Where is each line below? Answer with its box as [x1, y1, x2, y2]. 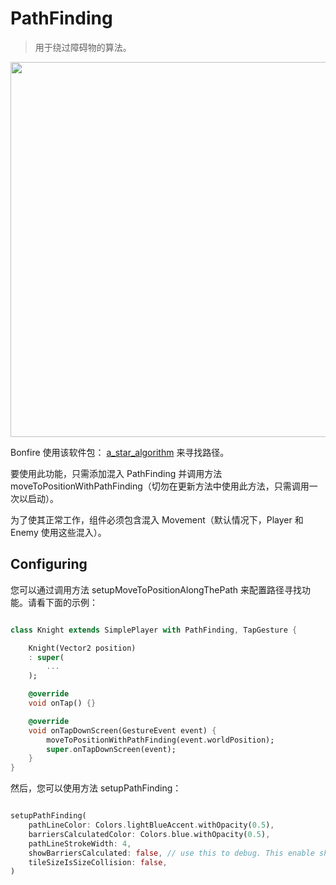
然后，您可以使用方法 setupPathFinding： [10, 782, 182, 794]
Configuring [10, 556, 88, 573]
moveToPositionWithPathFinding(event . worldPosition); [46, 735, 275, 745]
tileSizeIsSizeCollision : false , [28, 857, 168, 867]
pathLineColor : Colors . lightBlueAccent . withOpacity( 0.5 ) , [28, 820, 275, 830]
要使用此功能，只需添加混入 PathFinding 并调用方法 [10, 467, 223, 479]
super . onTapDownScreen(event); [46, 744, 177, 754]
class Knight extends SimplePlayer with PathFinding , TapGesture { [10, 625, 298, 635]
